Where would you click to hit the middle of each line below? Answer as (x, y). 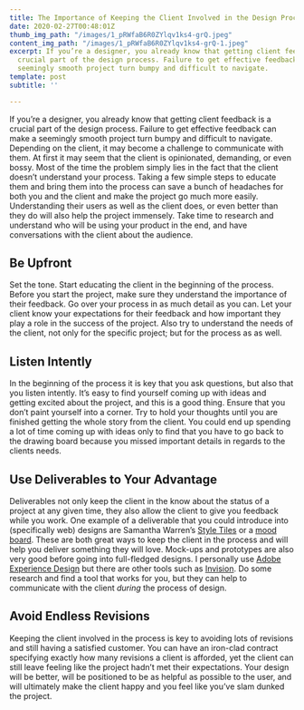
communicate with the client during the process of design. (118, 588)
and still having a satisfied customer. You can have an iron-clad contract (144, 647)
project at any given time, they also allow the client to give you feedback (144, 511)
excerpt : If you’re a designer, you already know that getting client (145, 52)
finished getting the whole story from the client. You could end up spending (150, 422)
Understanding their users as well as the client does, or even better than (144, 206)
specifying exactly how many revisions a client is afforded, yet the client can (152, 657)
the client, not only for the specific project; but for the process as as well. (146, 333)
